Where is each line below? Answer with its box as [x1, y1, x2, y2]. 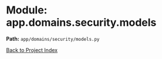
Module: [6, 4, 48, 17]
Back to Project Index [6, 46, 58, 53]
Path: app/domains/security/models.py [6, 35, 100, 42]
